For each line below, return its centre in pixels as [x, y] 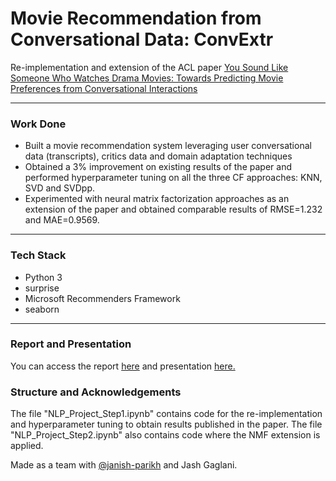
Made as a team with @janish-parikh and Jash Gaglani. [124, 465]
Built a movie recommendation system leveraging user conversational [168, 146]
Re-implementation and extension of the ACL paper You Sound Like [149, 67]
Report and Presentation [71, 344]
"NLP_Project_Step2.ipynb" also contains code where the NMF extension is [165, 435]
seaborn [42, 309]
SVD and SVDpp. [60, 188]
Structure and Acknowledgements [96, 392]
